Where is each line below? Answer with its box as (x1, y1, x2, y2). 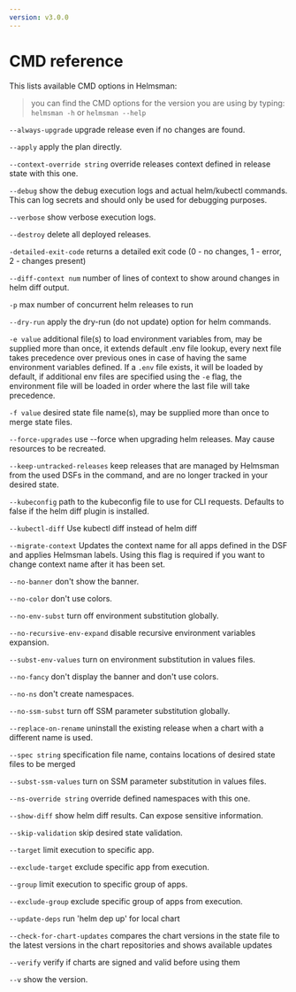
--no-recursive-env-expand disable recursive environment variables (9, 627, 256, 638)
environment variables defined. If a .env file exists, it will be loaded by (9, 361, 263, 372)
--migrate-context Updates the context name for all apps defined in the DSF (9, 539, 288, 550)
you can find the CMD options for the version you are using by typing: (30, 97, 285, 108)
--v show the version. (9, 973, 88, 984)
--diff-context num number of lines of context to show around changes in (9, 272, 280, 283)
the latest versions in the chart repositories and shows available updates (9, 940, 272, 950)
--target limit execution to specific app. (9, 844, 155, 855)
